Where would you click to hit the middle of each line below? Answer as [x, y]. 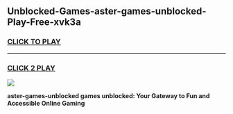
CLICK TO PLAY [34, 42]
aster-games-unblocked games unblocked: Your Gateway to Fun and [109, 95]
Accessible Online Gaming [46, 103]
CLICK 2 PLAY [31, 68]
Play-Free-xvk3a [44, 22]
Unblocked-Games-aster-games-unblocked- [107, 11]
